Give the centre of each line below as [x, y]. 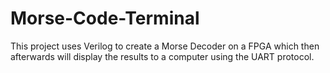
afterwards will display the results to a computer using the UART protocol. [162, 56]
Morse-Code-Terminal [105, 18]
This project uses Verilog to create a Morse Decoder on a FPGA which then [165, 46]
